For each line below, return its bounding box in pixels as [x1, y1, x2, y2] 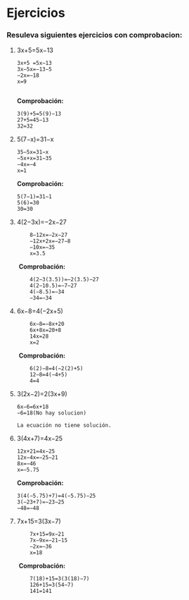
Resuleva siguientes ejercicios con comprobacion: [6, 30, 183, 40]
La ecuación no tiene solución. [16, 422, 112, 429]
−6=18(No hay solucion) [16, 410, 87, 417]
